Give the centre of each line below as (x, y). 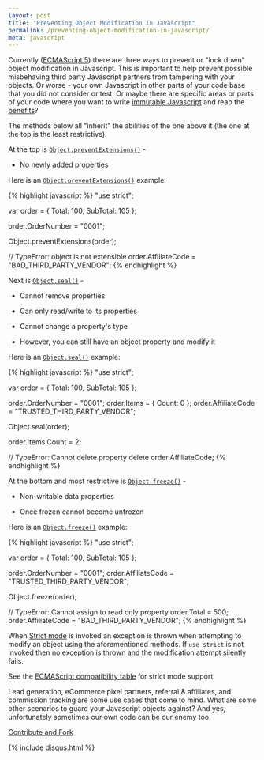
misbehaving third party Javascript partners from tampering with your (121, 77)
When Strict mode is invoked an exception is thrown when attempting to (125, 636)
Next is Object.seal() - (46, 281)
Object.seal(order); (39, 427)
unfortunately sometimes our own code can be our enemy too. (110, 717)
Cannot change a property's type (74, 327)
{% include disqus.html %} (52, 747)
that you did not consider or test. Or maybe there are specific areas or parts (131, 94)
